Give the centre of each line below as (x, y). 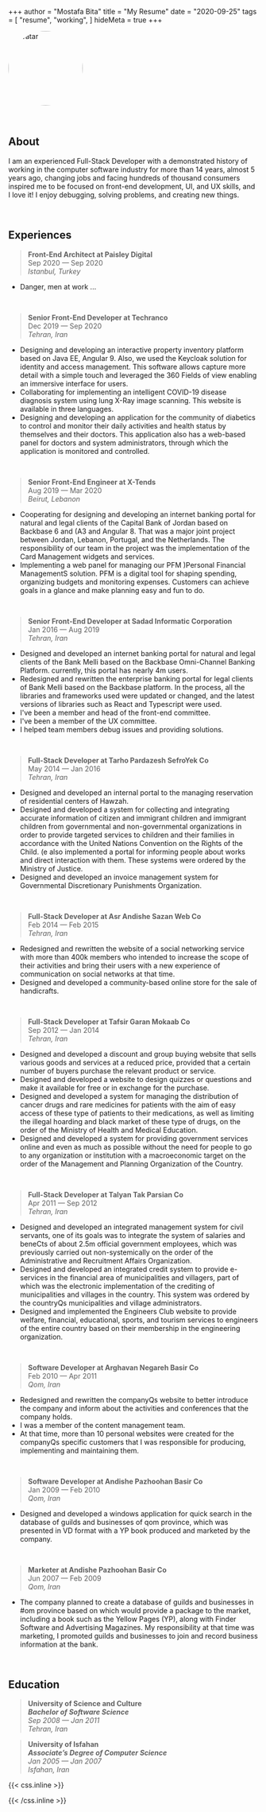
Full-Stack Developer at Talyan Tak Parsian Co (106, 1194)
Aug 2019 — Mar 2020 (65, 490)
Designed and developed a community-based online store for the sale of (138, 982)
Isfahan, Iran (48, 1770)
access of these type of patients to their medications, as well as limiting (137, 1113)
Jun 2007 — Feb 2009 (64, 1578)
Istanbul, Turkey (54, 271)
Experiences (40, 235)
